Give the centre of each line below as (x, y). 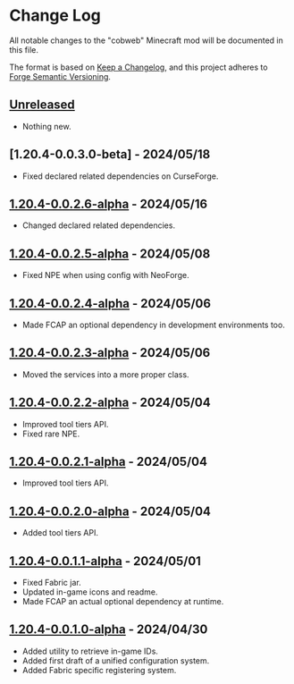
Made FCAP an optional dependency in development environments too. (154, 325)
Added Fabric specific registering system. (99, 670)
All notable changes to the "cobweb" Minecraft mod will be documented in (146, 40)
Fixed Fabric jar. (52, 583)
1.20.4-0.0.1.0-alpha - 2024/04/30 (109, 630)
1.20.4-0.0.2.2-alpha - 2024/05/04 (110, 403)
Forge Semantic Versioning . (60, 76)
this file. (24, 49)
